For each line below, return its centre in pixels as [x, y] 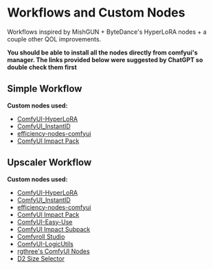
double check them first [42, 67]
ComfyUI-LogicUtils [45, 243]
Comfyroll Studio [41, 237]
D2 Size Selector [41, 258]
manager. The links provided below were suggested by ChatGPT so [105, 59]
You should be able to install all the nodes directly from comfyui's [102, 52]
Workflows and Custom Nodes [96, 13]
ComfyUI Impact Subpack [54, 229]
